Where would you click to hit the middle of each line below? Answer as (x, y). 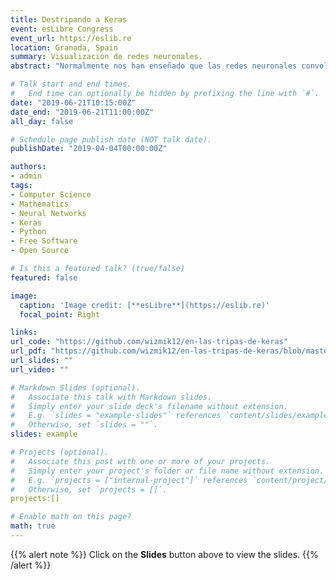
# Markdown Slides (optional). (75, 387)
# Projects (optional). (60, 452)
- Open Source (40, 251)
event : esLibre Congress (62, 29)
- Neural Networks (48, 213)
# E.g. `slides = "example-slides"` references (116, 416)
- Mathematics (40, 204)
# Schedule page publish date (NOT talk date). (111, 139)
